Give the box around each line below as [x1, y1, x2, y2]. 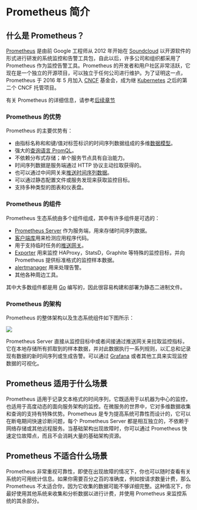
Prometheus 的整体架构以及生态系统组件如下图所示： [6, 314, 135, 321]
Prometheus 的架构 [6, 299, 62, 308]
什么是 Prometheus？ [6, 31, 85, 41]
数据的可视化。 [6, 359, 42, 366]
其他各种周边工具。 [14, 271, 62, 278]
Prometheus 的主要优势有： [6, 127, 73, 134]
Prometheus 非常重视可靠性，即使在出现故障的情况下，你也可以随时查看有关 [6, 468, 191, 475]
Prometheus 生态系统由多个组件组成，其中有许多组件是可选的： [6, 214, 160, 221]
